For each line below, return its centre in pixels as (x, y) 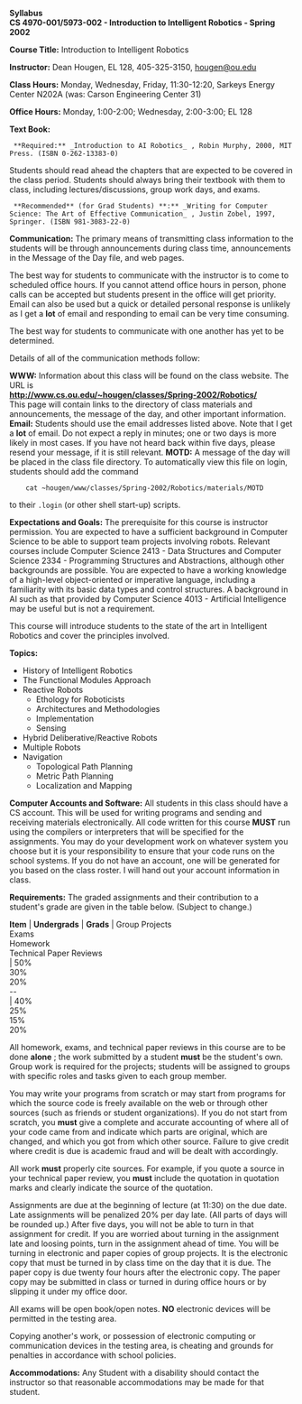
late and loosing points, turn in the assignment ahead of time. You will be (144, 1243)
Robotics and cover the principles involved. (89, 636)
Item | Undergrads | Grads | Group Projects (91, 924)
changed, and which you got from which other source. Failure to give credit (149, 1141)
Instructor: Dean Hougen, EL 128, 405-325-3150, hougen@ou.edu (133, 67)
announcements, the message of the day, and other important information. (148, 414)
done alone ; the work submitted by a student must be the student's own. (146, 1057)
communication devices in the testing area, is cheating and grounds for (142, 1345)
